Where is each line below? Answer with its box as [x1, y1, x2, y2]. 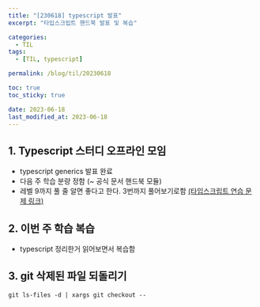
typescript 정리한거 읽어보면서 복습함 [19, 244, 136, 253]
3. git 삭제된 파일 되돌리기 [8, 270, 127, 283]
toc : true [8, 84, 41, 92]
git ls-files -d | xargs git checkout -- [8, 290, 147, 299]
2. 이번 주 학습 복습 [8, 222, 95, 235]
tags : [8, 48, 26, 56]
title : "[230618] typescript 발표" [8, 11, 122, 20]
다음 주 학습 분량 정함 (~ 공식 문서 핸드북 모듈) [19, 176, 162, 186]
